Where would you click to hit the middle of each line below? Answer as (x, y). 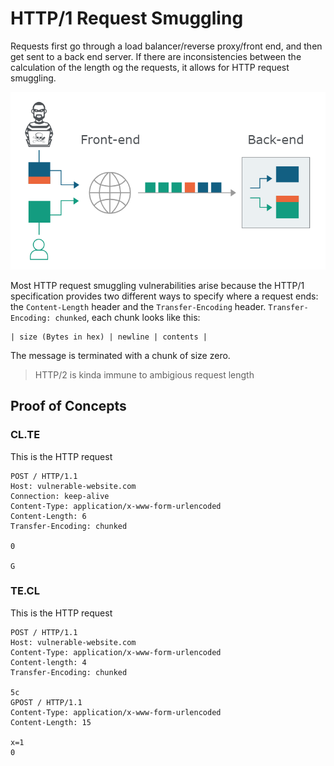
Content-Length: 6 (48, 516)
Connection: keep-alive (60, 496)
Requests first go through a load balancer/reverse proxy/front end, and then (166, 46)
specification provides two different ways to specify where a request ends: (164, 296)
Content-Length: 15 (51, 722)
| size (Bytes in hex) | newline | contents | (109, 337)
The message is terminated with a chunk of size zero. (120, 355)
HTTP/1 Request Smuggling (127, 18)
